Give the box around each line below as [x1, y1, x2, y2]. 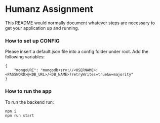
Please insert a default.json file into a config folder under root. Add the [5, 48, 149, 55]
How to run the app [5, 88, 52, 95]
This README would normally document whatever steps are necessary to [5, 20, 155, 26]
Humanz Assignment [5, 3, 93, 15]
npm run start [5, 113, 35, 118]
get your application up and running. [5, 25, 79, 31]
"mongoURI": [14, 68, 39, 73]
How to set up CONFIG [5, 37, 60, 44]
